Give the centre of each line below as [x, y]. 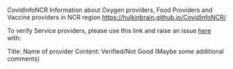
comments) [24, 59]
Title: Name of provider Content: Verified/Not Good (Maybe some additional [115, 51]
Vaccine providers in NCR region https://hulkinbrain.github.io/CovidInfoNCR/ [116, 17]
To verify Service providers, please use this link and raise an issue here [109, 31]
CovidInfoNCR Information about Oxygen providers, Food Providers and [110, 10]
